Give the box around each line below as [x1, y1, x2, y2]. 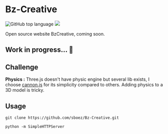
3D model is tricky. [5, 87, 45, 93]
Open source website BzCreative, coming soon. [5, 30, 105, 37]
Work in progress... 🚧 [5, 46, 74, 54]
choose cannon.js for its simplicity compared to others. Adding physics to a [5, 82, 163, 88]
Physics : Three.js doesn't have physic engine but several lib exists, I [5, 76, 150, 82]
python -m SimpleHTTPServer [5, 124, 65, 129]
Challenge [5, 62, 39, 72]
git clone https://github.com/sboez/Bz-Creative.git [5, 115, 119, 120]
